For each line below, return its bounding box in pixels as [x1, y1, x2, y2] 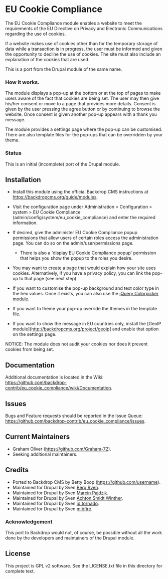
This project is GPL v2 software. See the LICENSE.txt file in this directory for [5, 562, 162, 568]
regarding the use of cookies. [5, 31, 66, 37]
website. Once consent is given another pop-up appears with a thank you [5, 111, 157, 117]
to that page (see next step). [19, 276, 78, 282]
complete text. [5, 568, 35, 574]
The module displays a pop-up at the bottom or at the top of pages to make [5, 90, 161, 96]
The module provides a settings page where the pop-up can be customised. [5, 126, 162, 132]
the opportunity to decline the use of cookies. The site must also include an [5, 51, 161, 57]
